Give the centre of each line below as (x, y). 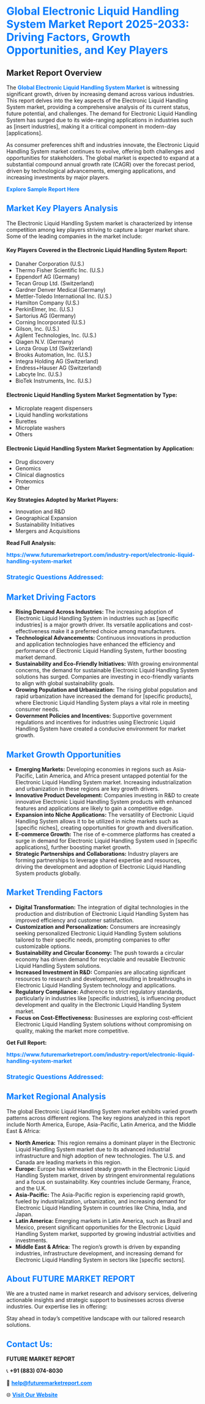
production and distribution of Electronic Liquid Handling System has (102, 913)
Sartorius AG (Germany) (46, 316)
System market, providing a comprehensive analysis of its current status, (98, 107)
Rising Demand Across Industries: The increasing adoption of (94, 612)
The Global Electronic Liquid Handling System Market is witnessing (93, 87)
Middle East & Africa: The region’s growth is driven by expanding (98, 1247)
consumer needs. (37, 709)
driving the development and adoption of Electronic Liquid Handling (100, 866)
